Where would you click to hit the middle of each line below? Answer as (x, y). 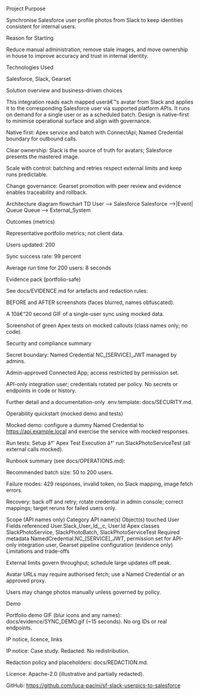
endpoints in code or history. (41, 390)
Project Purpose (26, 9)
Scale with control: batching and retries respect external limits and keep (94, 168)
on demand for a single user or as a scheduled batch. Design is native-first (97, 115)
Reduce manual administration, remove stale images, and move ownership (97, 49)
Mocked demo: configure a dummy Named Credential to (75, 425)
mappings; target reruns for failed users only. (61, 508)
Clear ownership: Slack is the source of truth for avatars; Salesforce (89, 150)
